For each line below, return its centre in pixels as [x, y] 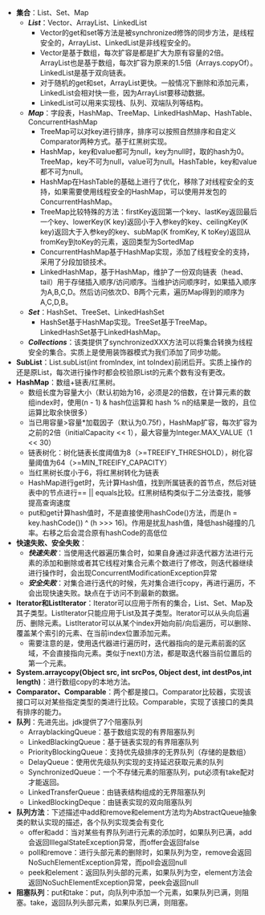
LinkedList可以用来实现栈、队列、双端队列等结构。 [124, 103]
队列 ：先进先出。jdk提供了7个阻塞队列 [79, 722]
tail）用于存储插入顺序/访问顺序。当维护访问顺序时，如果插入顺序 [148, 282]
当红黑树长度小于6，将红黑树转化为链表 [94, 472]
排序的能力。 [44, 712]
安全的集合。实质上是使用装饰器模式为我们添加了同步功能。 [126, 352]
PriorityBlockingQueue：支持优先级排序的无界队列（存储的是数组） [139, 752]
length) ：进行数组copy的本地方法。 [75, 682]
